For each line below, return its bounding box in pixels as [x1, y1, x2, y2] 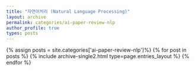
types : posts [6, 31, 39, 36]
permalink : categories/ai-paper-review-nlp [6, 19, 116, 25]
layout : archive [6, 14, 46, 20]
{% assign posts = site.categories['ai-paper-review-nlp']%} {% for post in [6, 46, 187, 53]
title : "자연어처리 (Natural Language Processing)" [6, 8, 130, 15]
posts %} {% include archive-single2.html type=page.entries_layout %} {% [6, 53, 190, 60]
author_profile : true [6, 25, 60, 31]
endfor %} [6, 59, 31, 66]
